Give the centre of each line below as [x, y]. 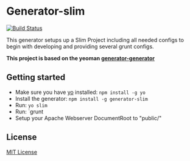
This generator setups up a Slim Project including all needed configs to [95, 40]
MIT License [22, 152]
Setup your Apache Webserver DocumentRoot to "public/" [88, 118]
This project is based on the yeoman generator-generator [81, 58]
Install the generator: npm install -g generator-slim [81, 98]
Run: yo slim [31, 105]
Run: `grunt [29, 112]
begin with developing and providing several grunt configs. [80, 46]
